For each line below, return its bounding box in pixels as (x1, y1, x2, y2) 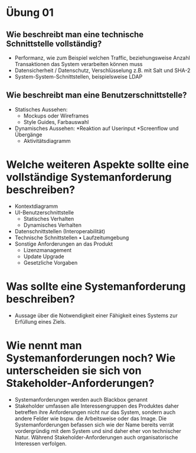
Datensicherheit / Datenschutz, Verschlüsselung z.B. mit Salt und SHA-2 (14, 67, 191, 74)
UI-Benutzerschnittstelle (14, 208, 74, 216)
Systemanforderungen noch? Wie (6, 351, 176, 364)
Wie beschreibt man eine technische (6, 30, 144, 40)
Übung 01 (6, 6, 54, 19)
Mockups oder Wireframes (23, 112, 89, 119)
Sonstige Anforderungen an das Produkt (14, 240, 113, 247)
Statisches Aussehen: (14, 106, 68, 113)
